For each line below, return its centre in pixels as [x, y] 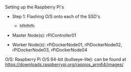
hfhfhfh [27, 26]
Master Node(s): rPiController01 [44, 35]
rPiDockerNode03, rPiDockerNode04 [50, 50]
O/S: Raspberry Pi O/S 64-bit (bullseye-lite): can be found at [65, 59]
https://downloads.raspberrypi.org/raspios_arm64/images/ [64, 64]
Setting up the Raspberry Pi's [35, 7]
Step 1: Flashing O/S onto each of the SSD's [56, 16]
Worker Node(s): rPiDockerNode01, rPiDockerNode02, [67, 45]
